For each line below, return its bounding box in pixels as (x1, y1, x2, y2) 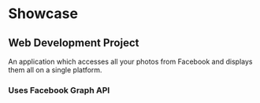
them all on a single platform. (8, 65, 102, 75)
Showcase (8, 5, 79, 23)
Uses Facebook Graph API (8, 84, 110, 95)
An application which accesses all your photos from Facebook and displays (8, 57, 253, 66)
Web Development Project (8, 36, 139, 50)
